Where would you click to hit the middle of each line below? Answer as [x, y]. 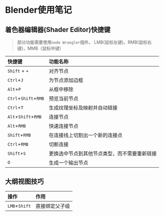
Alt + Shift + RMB [24, 117]
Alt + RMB [17, 126]
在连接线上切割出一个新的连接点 [85, 135]
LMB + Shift [19, 206]
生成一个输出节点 [68, 163]
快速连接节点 [63, 126]
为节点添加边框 [66, 80]
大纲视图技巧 [24, 182]
